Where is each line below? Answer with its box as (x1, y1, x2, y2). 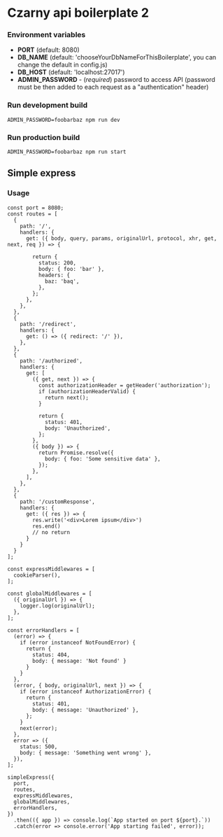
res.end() (32, 523, 61, 530)
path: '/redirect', (20, 321, 77, 328)
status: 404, (32, 651, 71, 659)
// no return (32, 528, 71, 536)
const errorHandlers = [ (7, 626, 80, 634)
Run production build (7, 132, 80, 142)
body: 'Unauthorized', (44, 425, 111, 432)
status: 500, (20, 743, 58, 750)
